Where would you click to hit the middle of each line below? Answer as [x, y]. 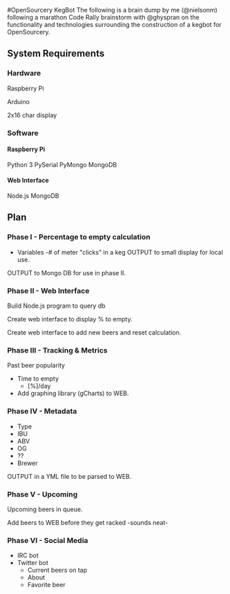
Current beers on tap [57, 570]
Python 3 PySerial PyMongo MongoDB [62, 164]
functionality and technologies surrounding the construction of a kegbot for [115, 24]
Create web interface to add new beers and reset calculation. [94, 333]
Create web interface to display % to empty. [70, 319]
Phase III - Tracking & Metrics [57, 350]
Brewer [27, 463]
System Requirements [56, 53]
